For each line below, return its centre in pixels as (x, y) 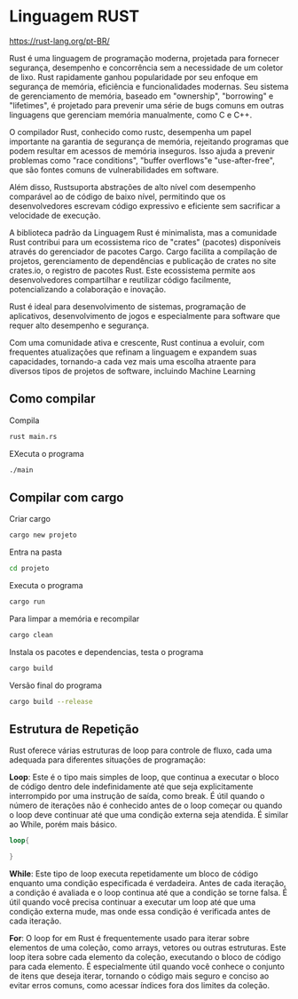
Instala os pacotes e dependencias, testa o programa (106, 651)
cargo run (27, 602)
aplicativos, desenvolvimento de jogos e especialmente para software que (145, 316)
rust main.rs (33, 436)
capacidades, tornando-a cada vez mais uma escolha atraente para (133, 361)
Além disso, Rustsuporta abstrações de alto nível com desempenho (133, 187)
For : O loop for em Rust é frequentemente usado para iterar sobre (129, 939)
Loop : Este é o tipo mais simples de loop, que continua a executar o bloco (144, 777)
